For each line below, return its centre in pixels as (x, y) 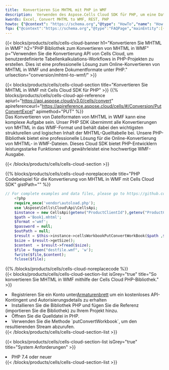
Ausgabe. (15, 155)
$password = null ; (33, 227)
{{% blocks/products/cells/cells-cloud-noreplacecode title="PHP (73, 174)
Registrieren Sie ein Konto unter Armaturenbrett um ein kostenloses (81, 294)
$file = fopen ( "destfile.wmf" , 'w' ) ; (54, 250)
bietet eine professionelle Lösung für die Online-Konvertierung (92, 138)
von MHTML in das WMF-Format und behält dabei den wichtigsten (74, 128)
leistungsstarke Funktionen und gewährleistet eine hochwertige (71, 149)
